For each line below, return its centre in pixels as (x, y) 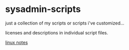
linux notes (17, 42)
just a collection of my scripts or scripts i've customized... (65, 23)
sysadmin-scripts (43, 9)
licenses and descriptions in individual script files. (57, 32)
